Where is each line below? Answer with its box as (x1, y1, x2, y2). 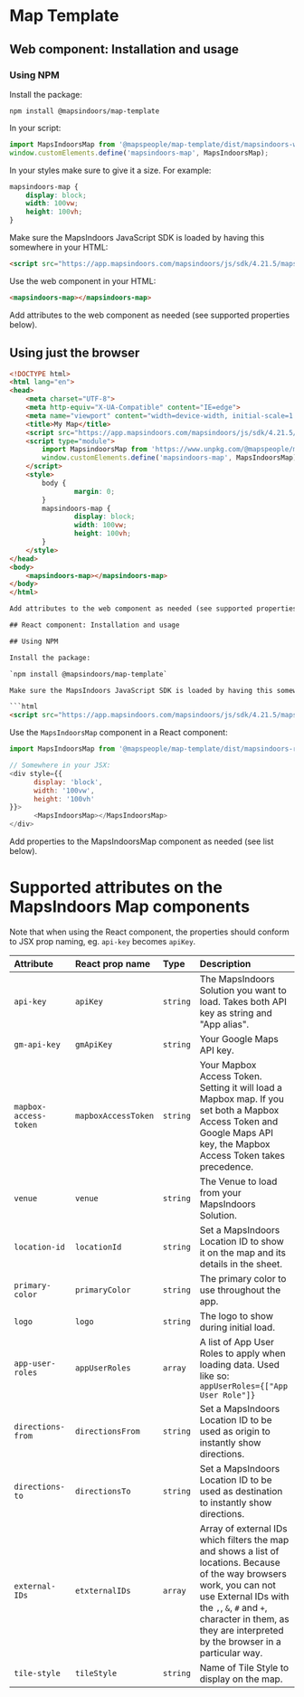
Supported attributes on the (9, 877, 223, 898)
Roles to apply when (199, 1347, 287, 1360)
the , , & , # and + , (199, 1602, 268, 1614)
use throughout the (199, 1284, 281, 1296)
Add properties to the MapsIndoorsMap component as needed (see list (9, 836, 274, 847)
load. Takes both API (199, 996, 287, 1008)
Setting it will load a (199, 1082, 282, 1094)
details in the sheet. (199, 1258, 283, 1270)
